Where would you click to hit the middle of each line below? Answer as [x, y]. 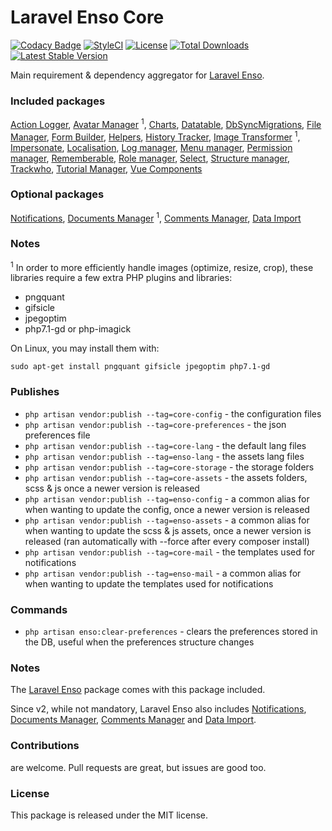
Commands [39, 609]
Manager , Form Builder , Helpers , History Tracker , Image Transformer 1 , [155, 136]
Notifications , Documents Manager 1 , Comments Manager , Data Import [156, 217]
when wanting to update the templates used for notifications [149, 583]
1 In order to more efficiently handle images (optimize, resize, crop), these [162, 266]
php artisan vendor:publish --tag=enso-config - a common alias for [167, 498]
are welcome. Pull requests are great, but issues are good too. [138, 767]
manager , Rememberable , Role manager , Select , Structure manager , [150, 158]
